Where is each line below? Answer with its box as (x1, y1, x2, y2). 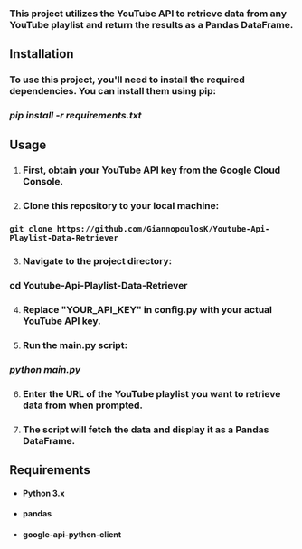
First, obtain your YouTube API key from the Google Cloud (22, 164, 281, 176)
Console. (22, 175, 63, 188)
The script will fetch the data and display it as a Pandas (22, 423, 269, 436)
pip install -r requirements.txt (9, 109, 142, 122)
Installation (9, 46, 74, 62)
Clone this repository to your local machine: (22, 200, 220, 213)
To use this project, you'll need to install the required (9, 73, 246, 86)
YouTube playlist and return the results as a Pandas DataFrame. (9, 18, 294, 31)
